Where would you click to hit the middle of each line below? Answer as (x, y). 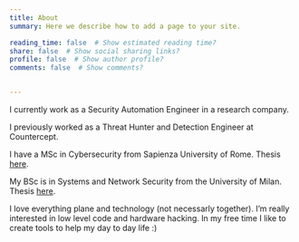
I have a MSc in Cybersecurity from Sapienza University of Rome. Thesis (145, 154)
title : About (34, 18)
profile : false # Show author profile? (87, 60)
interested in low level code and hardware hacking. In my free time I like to (148, 218)
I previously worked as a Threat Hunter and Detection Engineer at (131, 127)
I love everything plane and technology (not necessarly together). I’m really (149, 208)
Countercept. (34, 136)
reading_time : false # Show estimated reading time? (113, 43)
